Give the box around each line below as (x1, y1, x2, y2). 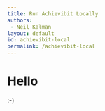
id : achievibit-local (7, 37, 71, 44)
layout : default (7, 30, 55, 37)
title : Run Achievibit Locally (7, 10, 99, 18)
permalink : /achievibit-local (7, 43, 96, 50)
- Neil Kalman (10, 23, 52, 30)
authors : (7, 17, 33, 24)
